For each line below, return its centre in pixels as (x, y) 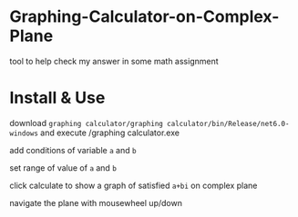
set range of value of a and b (63, 168)
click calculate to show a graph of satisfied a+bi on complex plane (134, 185)
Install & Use (57, 98)
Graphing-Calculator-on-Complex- (144, 17)
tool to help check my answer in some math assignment (114, 61)
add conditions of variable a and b (73, 150)
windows (24, 133)
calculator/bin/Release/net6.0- (228, 123)
